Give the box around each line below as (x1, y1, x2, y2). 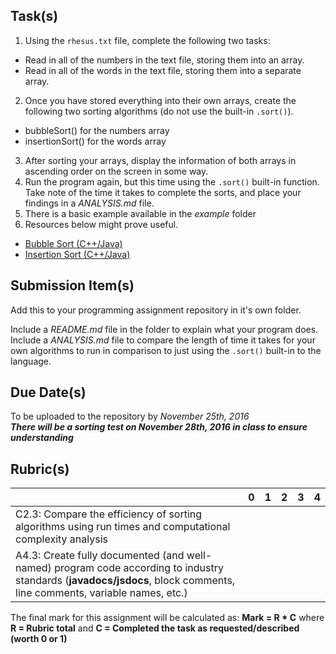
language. (10, 355, 52, 367)
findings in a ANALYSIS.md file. (24, 197, 155, 209)
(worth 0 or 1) (10, 633, 68, 645)
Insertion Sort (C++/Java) (24, 248, 131, 260)
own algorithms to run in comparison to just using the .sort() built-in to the (10, 344, 322, 356)
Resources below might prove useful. (24, 218, 179, 230)
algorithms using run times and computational (15, 520, 231, 534)
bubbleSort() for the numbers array (24, 124, 170, 136)
